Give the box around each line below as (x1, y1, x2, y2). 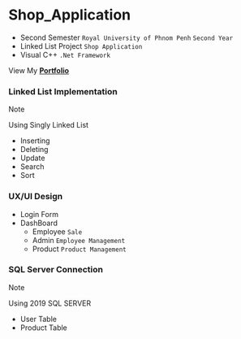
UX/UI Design (8, 191, 63, 202)
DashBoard (19, 218, 58, 228)
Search (19, 162, 45, 172)
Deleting (19, 145, 49, 154)
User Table (19, 314, 57, 324)
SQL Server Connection (8, 264, 104, 276)
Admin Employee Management (32, 235, 126, 245)
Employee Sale (32, 226, 83, 237)
